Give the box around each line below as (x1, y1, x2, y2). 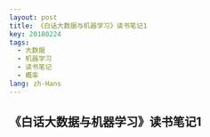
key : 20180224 (9, 29, 62, 38)
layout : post (9, 12, 58, 22)
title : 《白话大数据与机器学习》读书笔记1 (9, 21, 148, 30)
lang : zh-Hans (9, 79, 62, 88)
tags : (9, 37, 29, 47)
